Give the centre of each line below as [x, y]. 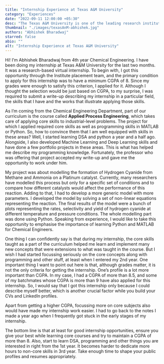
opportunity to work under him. [36, 163]
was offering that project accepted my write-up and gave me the [70, 157]
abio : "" [14, 42]
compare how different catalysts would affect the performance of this [75, 188]
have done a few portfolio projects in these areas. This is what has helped [79, 147]
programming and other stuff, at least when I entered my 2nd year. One [76, 259]
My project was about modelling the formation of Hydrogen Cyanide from [79, 172]
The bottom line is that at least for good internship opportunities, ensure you [82, 330]
